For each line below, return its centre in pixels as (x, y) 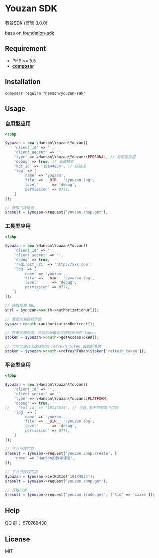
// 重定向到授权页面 (23, 319)
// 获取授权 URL (20, 305)
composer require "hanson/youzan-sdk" (45, 93)
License (18, 539)
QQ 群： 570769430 (26, 523)
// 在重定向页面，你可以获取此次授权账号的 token (51, 333)
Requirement (26, 49)
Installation (23, 82)
